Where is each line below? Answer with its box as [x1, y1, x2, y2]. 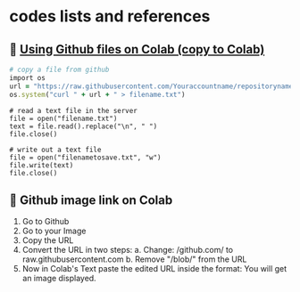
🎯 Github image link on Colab [9, 192, 173, 207]
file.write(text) [9, 160, 74, 170]
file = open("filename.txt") [9, 114, 118, 123]
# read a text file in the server [9, 106, 138, 115]
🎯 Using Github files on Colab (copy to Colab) [9, 42, 265, 57]
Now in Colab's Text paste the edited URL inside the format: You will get [21, 264, 287, 274]
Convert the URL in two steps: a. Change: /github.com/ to [21, 245, 234, 255]
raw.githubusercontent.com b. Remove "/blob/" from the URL [21, 254, 247, 264]
